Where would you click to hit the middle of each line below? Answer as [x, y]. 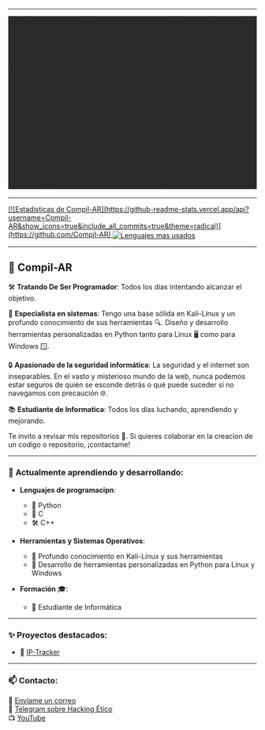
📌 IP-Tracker [40, 652]
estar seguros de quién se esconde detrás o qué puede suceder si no [121, 385]
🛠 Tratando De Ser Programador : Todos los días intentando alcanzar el [125, 287]
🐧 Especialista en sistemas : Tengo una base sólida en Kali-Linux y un [122, 314]
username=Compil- [40, 217]
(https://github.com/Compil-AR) [60, 235]
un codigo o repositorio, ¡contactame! [69, 444]
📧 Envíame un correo [42, 701]
